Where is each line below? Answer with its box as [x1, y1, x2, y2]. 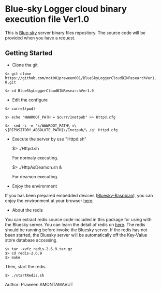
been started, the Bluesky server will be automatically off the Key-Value [5, 232, 147, 238]
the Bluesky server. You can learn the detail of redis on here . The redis [5, 222, 146, 227]
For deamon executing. [12, 173, 59, 179]
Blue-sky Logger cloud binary [5, 3, 127, 15]
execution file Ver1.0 [5, 14, 89, 25]
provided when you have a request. [5, 35, 76, 41]
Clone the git [12, 62, 38, 68]
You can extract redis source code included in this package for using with [5, 216, 152, 222]
